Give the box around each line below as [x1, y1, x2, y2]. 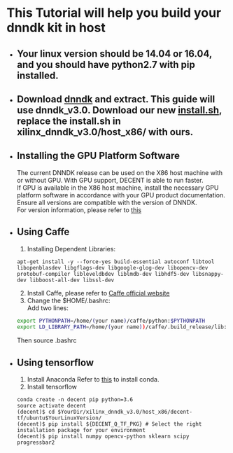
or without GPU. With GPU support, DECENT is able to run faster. [16, 176, 204, 184]
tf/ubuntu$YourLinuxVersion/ [16, 414, 102, 421]
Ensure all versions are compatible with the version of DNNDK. [16, 198, 197, 207]
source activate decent [16, 403, 87, 410]
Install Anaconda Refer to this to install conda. [27, 375, 160, 384]
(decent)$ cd [16, 408, 55, 416]
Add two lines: [27, 303, 69, 312]
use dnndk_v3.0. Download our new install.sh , [16, 104, 222, 116]
